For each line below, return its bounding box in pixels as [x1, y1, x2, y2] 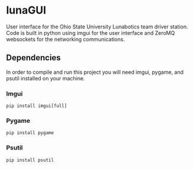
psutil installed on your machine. [6, 74, 85, 82]
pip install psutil [6, 157, 54, 163]
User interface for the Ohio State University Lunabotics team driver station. [6, 23, 188, 30]
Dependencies [6, 53, 61, 63]
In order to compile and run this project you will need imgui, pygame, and [6, 69, 184, 76]
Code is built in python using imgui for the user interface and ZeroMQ [6, 29, 175, 36]
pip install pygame [6, 130, 54, 136]
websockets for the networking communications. [6, 35, 125, 43]
